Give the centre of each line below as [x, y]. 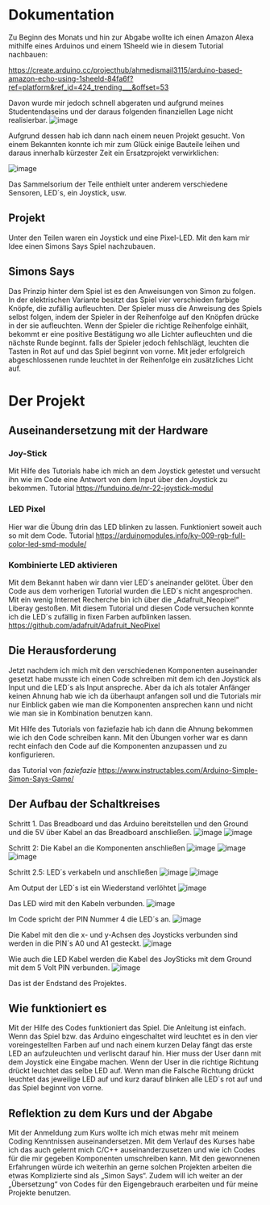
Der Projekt [47, 401]
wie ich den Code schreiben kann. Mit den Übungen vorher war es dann [128, 737]
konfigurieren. [31, 754]
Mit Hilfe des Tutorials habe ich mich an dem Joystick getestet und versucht [134, 471]
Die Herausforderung [62, 651]
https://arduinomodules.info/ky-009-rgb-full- [170, 535]
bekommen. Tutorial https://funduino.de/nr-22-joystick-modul [111, 488]
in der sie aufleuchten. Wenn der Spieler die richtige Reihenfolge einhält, [129, 325]
